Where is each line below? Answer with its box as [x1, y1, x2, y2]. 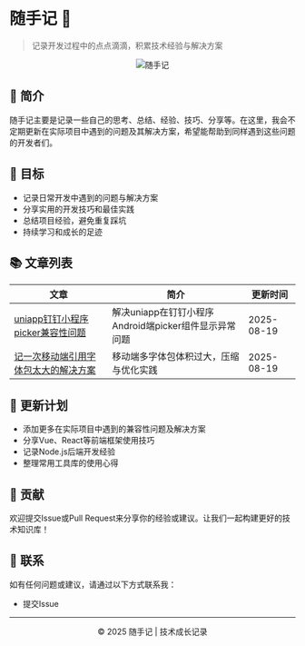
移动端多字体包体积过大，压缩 [112, 351, 240, 363]
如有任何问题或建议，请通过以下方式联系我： [9, 579, 177, 590]
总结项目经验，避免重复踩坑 [22, 214, 127, 225]
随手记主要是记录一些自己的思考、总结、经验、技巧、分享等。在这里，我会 [9, 114, 288, 125]
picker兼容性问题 [14, 326, 86, 339]
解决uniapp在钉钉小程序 [112, 306, 215, 319]
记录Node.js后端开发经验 [22, 446, 116, 457]
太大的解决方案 [32, 364, 97, 377]
